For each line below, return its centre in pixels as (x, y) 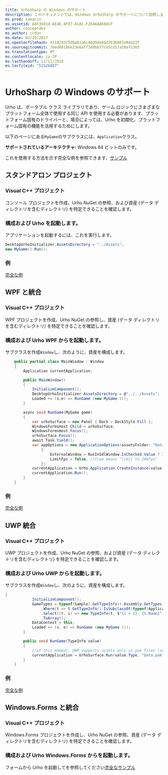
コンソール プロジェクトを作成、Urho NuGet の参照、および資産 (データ (79, 203)
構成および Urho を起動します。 (43, 223)
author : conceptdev (25, 29)
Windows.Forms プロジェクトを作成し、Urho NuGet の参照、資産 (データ (80, 735)
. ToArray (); (53, 618)
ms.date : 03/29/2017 (27, 38)
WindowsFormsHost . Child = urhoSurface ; (73, 426)
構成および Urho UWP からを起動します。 (55, 573)
